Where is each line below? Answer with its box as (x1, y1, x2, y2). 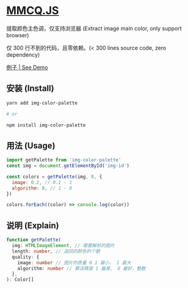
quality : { (12, 254, 40, 260)
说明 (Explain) (6, 220, 59, 231)
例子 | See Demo (6, 64, 48, 71)
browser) (6, 31, 29, 39)
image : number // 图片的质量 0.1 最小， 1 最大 (17, 259, 131, 266)
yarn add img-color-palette (6, 100, 78, 106)
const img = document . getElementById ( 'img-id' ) (6, 163, 130, 169)
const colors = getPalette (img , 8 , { (6, 174, 103, 180)
